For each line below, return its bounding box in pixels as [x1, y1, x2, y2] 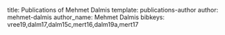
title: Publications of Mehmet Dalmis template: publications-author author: [7, 6, 219, 14]
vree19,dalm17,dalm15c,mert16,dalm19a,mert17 [7, 21, 139, 28]
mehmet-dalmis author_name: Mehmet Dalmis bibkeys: [7, 13, 165, 21]
